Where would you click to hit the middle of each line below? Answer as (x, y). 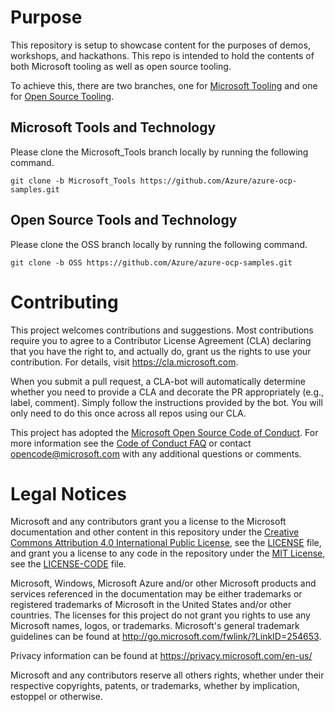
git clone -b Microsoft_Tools (73, 181)
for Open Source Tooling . (62, 96)
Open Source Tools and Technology (124, 220)
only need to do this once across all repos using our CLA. (128, 413)
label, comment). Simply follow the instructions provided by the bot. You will (166, 402)
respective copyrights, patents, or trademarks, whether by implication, (155, 686)
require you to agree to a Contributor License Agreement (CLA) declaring (161, 340)
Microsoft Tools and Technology (113, 127)
